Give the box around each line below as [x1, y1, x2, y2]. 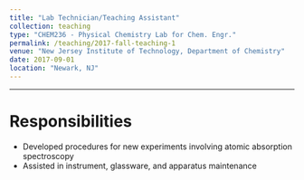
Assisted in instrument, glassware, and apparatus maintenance [22, 160, 258, 171]
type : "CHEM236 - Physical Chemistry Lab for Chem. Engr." [9, 30, 237, 39]
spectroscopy [22, 150, 74, 161]
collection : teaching [9, 22, 91, 31]
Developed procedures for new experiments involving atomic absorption [22, 141, 292, 152]
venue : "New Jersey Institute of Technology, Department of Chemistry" [9, 47, 285, 56]
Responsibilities [9, 111, 133, 132]
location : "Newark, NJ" [9, 64, 100, 73]
